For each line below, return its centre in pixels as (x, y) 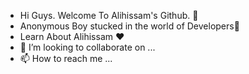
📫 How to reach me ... (66, 58)
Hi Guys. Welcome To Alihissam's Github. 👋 (109, 15)
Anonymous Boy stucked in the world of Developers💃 (129, 26)
